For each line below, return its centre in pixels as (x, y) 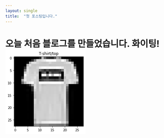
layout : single (21, 11)
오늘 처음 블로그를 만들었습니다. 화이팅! (83, 44)
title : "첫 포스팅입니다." (31, 16)
